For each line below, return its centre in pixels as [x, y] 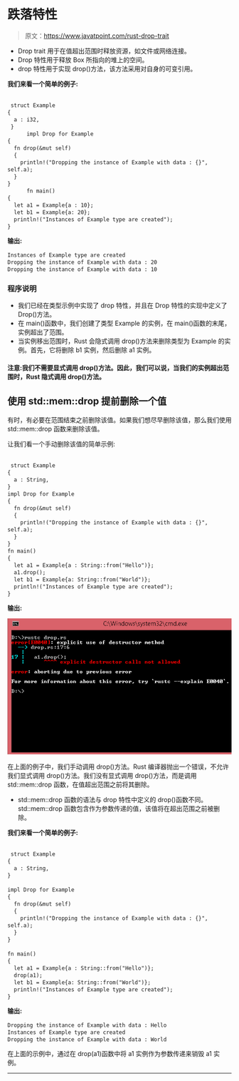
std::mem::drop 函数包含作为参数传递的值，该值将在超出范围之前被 [116, 809]
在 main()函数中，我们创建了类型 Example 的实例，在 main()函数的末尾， [124, 323]
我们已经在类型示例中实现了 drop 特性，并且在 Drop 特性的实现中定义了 [122, 306]
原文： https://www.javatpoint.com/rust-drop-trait [97, 36]
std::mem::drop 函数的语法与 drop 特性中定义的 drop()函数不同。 [112, 800]
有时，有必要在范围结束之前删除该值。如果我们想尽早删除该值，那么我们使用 [119, 420]
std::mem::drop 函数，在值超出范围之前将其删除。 [80, 784]
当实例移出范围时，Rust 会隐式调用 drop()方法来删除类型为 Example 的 [121, 341]
